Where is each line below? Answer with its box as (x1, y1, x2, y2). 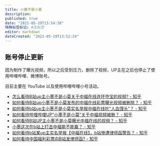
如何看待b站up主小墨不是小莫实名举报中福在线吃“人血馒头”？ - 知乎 (12, 105, 147, 111)
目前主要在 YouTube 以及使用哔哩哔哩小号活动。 (5, 83, 102, 89)
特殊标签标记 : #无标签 (5, 25, 45, 30)
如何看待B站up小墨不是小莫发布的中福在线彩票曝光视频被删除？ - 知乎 (12, 100, 152, 105)
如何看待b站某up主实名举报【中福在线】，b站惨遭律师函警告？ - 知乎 (12, 130, 148, 135)
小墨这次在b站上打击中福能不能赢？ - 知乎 (12, 124, 96, 130)
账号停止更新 (5, 53, 44, 61)
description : (5, 12, 32, 16)
